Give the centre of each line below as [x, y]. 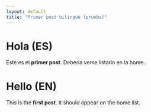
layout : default [26, 11]
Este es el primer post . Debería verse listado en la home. [75, 62]
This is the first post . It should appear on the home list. [73, 103]
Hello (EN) [32, 86]
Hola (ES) [30, 46]
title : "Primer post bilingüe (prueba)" [57, 17]
